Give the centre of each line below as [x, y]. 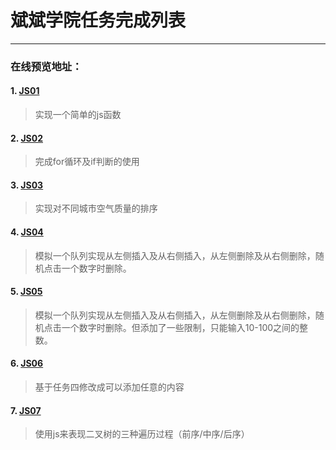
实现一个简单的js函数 [78, 115]
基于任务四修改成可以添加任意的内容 [109, 387]
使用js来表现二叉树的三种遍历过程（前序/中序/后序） [142, 434]
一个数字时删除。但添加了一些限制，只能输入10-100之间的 [180, 327]
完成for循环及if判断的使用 [87, 162]
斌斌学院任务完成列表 [98, 20]
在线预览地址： [46, 66]
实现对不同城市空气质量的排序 [96, 208]
